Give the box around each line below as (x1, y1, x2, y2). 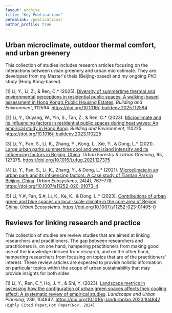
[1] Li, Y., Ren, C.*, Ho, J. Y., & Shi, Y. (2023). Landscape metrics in (5, 280, 145, 286)
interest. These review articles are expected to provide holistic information (5, 259, 162, 266)
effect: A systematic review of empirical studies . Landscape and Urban (5, 291, 156, 297)
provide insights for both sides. (5, 270, 71, 276)
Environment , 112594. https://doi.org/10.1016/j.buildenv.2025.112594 (5, 105, 147, 111)
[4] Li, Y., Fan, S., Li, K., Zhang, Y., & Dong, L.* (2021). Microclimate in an (5, 167, 159, 173)
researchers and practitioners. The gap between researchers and (5, 237, 143, 244)
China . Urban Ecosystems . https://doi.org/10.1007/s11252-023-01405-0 (5, 204, 156, 210)
